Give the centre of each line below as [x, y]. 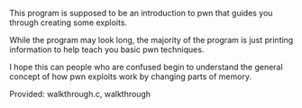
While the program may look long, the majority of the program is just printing [151, 40]
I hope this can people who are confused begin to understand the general [146, 67]
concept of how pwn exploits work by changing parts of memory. [131, 76]
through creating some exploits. [69, 22]
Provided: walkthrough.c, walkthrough [80, 94]
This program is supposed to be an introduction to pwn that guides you [141, 13]
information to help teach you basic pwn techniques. [107, 49]
